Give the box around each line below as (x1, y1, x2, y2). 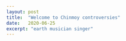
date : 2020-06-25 (6, 20, 56, 26)
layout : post (6, 8, 39, 15)
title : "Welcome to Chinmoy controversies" (6, 14, 121, 20)
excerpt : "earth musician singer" (6, 25, 94, 32)
